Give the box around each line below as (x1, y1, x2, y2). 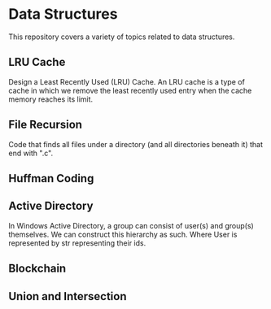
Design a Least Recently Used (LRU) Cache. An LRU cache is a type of (8, 76, 246, 86)
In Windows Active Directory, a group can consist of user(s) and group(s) (8, 220, 254, 230)
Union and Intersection (8, 289, 128, 303)
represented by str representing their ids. (8, 237, 146, 248)
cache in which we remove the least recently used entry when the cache (8, 85, 252, 95)
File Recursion (8, 118, 83, 132)
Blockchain (8, 262, 67, 276)
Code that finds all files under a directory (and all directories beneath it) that (8, 139, 263, 149)
